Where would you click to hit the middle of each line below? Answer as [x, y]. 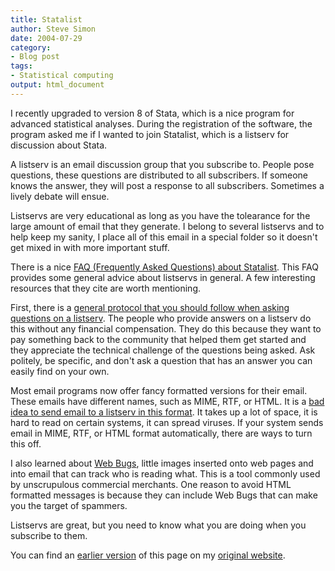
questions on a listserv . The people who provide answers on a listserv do [161, 318]
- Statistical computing [62, 76]
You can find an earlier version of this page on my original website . [148, 555]
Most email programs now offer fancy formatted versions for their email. [159, 390]
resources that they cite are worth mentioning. [106, 288]
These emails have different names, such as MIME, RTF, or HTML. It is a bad [167, 401]
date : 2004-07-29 [46, 38]
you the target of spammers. [69, 505]
